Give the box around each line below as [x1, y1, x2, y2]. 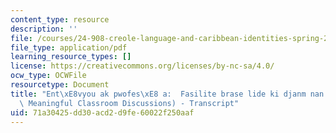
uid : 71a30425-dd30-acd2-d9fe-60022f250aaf [10, 107, 195, 118]
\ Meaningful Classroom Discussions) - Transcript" [19, 98, 240, 108]
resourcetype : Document [10, 80, 110, 90]
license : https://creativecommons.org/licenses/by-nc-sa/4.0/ [10, 61, 275, 71]
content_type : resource [10, 14, 110, 25]
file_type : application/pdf [10, 42, 128, 53]
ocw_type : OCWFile [10, 71, 87, 81]
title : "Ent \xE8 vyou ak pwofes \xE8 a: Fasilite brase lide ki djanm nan [10, 89, 325, 99]
